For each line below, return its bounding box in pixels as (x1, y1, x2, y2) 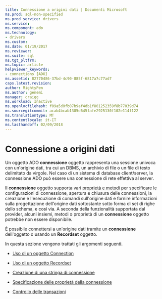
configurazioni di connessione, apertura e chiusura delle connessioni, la (5, 190, 152, 196)
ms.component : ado (5, 26, 43, 31)
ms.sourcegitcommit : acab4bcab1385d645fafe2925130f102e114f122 (5, 108, 139, 114)
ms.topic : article (5, 62, 43, 67)
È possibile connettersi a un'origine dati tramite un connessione (5, 226, 136, 232)
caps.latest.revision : (5, 81, 52, 85)
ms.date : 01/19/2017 (5, 44, 48, 49)
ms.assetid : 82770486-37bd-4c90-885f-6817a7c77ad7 (5, 76, 112, 81)
